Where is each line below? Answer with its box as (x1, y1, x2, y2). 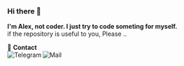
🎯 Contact (7, 44, 37, 52)
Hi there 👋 (7, 6, 42, 16)
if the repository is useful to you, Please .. (7, 29, 127, 38)
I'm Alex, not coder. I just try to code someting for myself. (7, 22, 178, 31)
